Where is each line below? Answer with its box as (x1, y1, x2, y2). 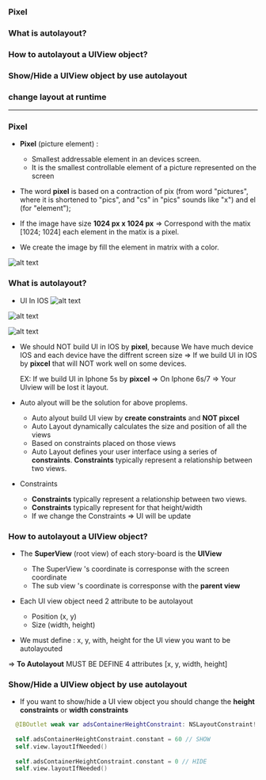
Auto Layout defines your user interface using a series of (31, 447, 218, 456)
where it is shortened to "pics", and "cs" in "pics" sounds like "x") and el (19, 195, 256, 204)
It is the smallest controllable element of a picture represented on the (31, 163, 257, 173)
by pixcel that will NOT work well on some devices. (19, 359, 188, 368)
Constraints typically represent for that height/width (31, 502, 203, 512)
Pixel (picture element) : (19, 139, 99, 149)
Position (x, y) (31, 611, 77, 621)
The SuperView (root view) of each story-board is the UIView (19, 549, 222, 558)
